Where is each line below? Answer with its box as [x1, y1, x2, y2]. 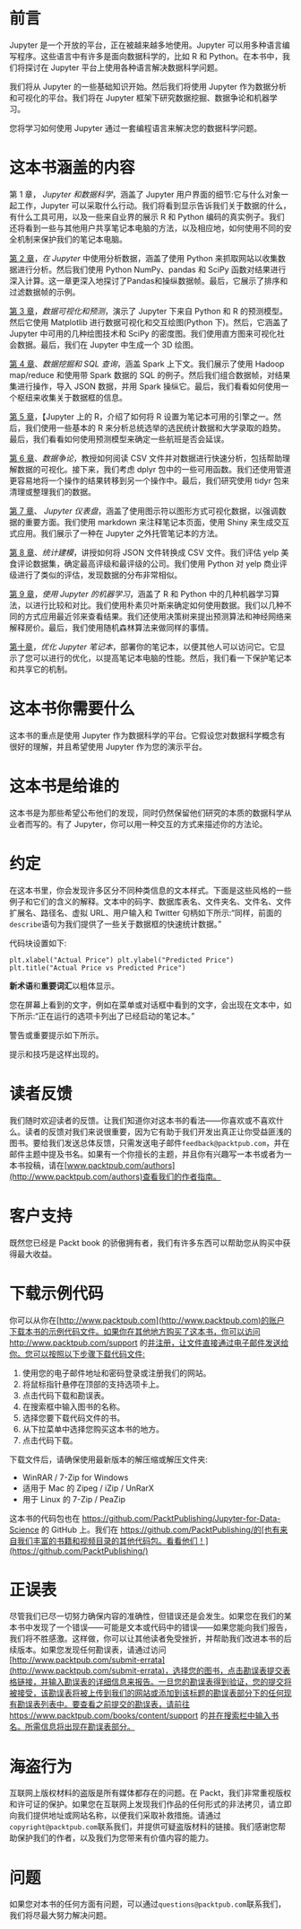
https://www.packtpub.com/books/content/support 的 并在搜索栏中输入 [9, 1710, 271, 1721]
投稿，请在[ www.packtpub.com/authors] [24, 1159, 176, 1170]
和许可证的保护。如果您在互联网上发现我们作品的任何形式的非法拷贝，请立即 [9, 1799, 292, 1810]
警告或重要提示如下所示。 [9, 1029, 104, 1040]
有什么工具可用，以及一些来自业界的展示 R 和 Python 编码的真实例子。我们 [9, 211, 285, 222]
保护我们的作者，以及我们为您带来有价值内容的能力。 [16, 1833, 213, 1844]
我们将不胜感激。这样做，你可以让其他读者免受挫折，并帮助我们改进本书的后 [9, 1634, 292, 1644]
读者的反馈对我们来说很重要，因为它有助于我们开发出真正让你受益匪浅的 [24, 1126, 292, 1137]
